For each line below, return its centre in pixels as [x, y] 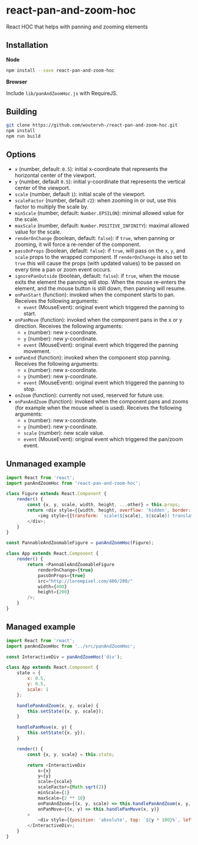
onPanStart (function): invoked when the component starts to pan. [95, 294]
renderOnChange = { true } [65, 570]
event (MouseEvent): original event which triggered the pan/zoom [103, 439]
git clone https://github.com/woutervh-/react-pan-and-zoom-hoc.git [92, 125]
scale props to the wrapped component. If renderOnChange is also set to [101, 257]
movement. [37, 351]
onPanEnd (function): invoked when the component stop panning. [93, 357]
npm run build [24, 137]
